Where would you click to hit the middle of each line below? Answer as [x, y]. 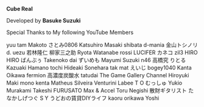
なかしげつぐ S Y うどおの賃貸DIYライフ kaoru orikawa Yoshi [83, 98]
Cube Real [19, 9]
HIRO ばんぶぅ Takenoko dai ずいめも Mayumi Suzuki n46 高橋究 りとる [96, 60]
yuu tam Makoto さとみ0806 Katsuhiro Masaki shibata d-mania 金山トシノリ [102, 45]
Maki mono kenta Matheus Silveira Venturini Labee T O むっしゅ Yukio [94, 83]
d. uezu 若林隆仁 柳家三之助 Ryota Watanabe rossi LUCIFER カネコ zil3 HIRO [102, 52]
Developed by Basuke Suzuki [44, 20]
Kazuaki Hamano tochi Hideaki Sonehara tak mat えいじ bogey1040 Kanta [99, 67]
